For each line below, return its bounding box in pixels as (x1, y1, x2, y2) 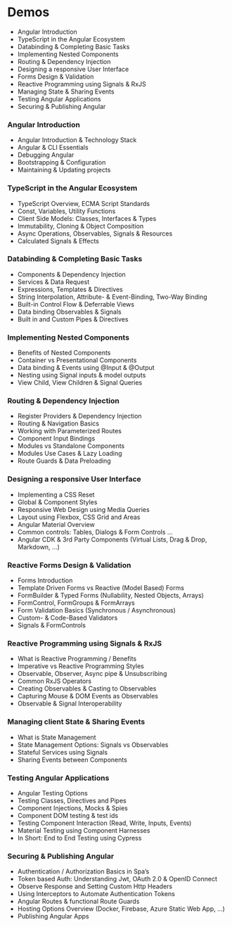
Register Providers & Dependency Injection (17, 412, 142, 421)
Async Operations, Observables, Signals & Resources (17, 229, 173, 238)
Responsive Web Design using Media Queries (17, 505, 150, 513)
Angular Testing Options (17, 788, 88, 797)
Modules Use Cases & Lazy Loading (17, 449, 122, 458)
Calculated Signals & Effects (17, 236, 100, 245)
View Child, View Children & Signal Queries (17, 378, 143, 387)
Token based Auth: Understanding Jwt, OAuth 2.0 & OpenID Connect (17, 875, 218, 883)
